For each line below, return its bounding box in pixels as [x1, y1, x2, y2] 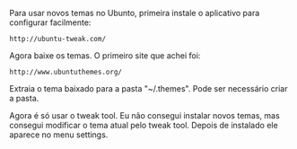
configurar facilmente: [9, 17, 92, 28]
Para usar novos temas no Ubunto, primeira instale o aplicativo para [9, 8, 260, 18]
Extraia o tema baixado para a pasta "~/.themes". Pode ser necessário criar [9, 83, 288, 93]
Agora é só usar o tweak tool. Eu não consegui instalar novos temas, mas [9, 110, 280, 120]
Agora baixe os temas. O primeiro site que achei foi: [9, 50, 201, 61]
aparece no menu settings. [9, 129, 109, 140]
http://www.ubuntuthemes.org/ [9, 67, 123, 76]
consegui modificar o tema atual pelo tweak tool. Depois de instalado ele [9, 120, 278, 130]
